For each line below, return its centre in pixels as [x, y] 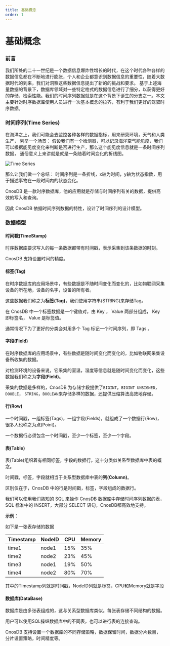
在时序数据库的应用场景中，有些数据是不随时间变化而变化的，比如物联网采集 [85, 284]
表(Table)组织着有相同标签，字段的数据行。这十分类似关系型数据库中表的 [81, 460]
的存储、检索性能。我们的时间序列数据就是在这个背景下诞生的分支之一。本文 [85, 95]
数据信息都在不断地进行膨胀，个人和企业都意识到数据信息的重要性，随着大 [83, 76]
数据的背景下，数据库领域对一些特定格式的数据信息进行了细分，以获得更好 [87, 89]
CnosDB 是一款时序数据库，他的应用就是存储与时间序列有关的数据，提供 [81, 191]
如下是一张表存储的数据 [30, 527]
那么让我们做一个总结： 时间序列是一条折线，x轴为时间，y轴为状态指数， [81, 174]
